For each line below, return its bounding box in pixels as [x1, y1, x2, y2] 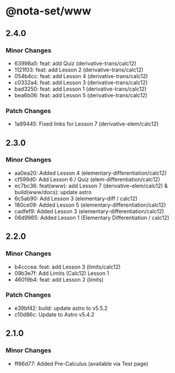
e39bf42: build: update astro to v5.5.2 [14, 305, 108, 312]
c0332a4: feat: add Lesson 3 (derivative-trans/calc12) [14, 79, 148, 86]
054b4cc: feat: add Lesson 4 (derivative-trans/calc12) [14, 72, 148, 79]
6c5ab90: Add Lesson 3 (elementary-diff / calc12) [14, 195, 138, 202]
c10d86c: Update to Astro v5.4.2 [14, 311, 95, 318]
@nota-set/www [5, 4, 91, 18]
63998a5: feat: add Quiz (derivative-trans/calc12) [14, 59, 137, 67]
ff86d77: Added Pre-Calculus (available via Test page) [14, 360, 149, 367]
